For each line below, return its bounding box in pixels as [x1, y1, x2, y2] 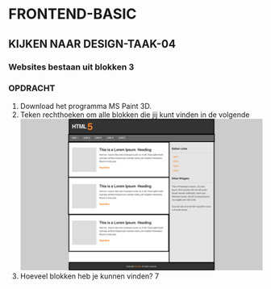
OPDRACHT [8, 82, 56, 94]
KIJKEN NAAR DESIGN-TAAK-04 [8, 37, 176, 51]
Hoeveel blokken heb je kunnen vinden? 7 [19, 271, 160, 281]
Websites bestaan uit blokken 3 [8, 61, 135, 73]
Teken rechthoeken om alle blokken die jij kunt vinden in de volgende [19, 110, 250, 119]
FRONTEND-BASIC [8, 5, 137, 23]
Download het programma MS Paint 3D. [19, 101, 152, 111]
